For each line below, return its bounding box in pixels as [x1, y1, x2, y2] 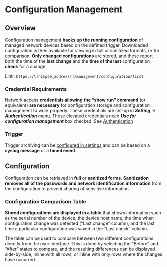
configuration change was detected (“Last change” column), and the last [5, 220, 155, 226]
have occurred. [5, 256, 36, 262]
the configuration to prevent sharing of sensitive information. [5, 186, 130, 192]
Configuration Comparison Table [5, 198, 86, 205]
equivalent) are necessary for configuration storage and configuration [5, 102, 150, 108]
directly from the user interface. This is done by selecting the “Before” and [5, 240, 158, 246]
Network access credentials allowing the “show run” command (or [5, 97, 146, 103]
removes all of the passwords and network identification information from [5, 180, 162, 186]
